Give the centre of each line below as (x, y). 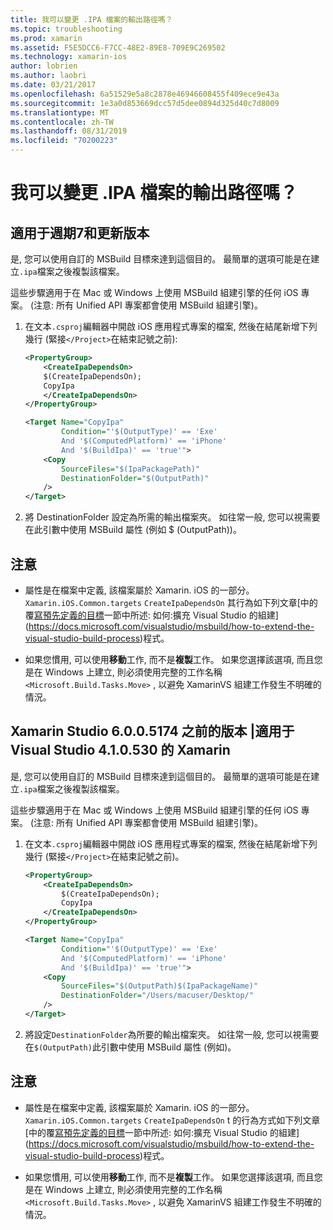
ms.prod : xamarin (46, 38)
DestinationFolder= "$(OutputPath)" (135, 478)
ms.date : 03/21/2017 (53, 85)
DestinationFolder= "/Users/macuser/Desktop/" (157, 996)
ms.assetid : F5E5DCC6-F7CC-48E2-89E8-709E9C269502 (118, 47)
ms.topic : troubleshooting (66, 29)
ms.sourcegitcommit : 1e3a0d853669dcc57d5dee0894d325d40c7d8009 (145, 103)
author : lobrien (44, 66)
